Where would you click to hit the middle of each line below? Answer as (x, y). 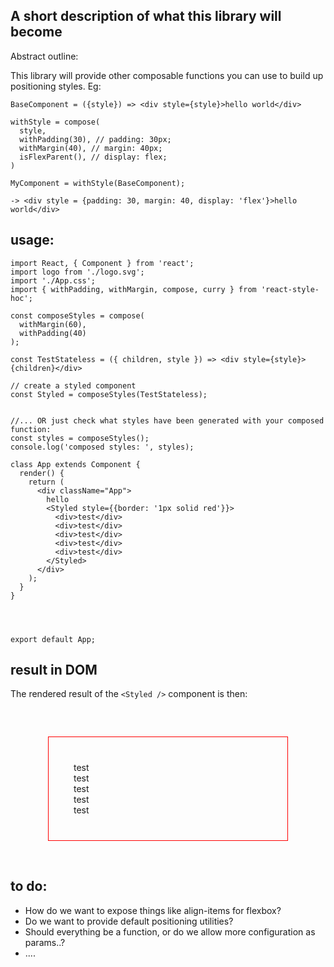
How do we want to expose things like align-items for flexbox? (153, 910)
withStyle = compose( (55, 122)
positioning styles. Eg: (56, 86)
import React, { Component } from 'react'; (102, 263)
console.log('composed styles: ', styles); (102, 447)
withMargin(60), (53, 324)
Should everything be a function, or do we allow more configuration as (170, 931)
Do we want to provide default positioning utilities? (129, 921)
